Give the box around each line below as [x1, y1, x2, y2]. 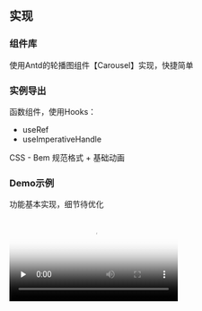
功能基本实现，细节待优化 [9, 199, 104, 210]
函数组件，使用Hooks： [9, 106, 97, 117]
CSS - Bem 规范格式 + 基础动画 [9, 151, 126, 163]
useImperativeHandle [22, 134, 101, 144]
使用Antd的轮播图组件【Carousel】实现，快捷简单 [9, 59, 194, 70]
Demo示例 [9, 177, 55, 189]
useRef [22, 124, 49, 134]
